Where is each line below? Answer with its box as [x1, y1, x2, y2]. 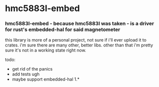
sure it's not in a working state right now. [5, 47, 86, 53]
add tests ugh [12, 71, 40, 77]
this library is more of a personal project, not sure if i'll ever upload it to [5, 37, 147, 43]
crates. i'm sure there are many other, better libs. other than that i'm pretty [5, 42, 154, 48]
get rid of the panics [12, 66, 53, 72]
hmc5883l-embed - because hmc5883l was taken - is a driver [5, 20, 154, 27]
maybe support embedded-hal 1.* [12, 76, 80, 82]
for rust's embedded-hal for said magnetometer [5, 26, 120, 33]
